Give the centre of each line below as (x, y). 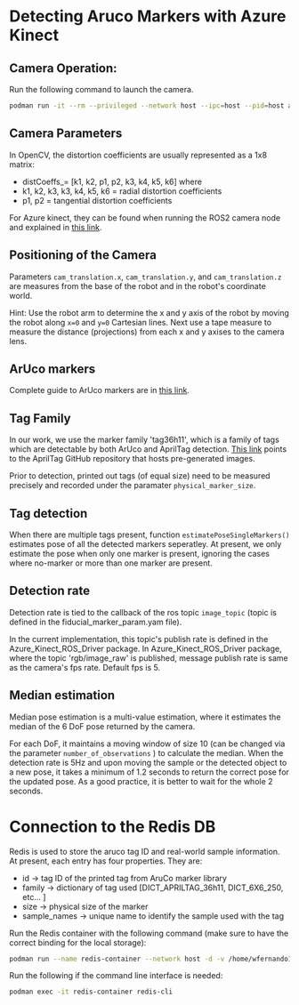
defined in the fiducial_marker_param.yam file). (96, 622)
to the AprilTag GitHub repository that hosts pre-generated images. (132, 459)
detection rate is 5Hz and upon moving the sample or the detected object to (148, 762)
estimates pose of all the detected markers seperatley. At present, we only (145, 543)
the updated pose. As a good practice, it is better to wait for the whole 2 (141, 781)
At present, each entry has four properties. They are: (106, 861)
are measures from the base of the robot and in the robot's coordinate (138, 285)
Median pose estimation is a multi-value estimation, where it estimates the (145, 717)
